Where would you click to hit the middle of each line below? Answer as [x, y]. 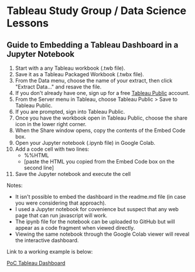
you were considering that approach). [61, 203]
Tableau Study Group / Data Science [97, 11]
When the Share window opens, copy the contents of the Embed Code [100, 130]
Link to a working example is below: [50, 251]
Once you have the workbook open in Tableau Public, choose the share [101, 118]
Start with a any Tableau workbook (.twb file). [70, 68]
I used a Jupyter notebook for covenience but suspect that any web [97, 209]
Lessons [28, 23]
